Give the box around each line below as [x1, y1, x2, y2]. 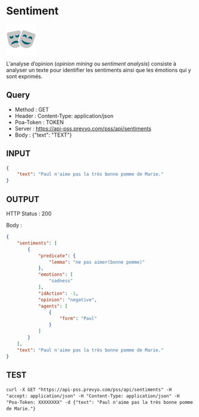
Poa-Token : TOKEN [14, 118, 64, 126]
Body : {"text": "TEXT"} [14, 131, 73, 138]
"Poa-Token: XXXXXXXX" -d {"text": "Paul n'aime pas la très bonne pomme [6, 400, 194, 406]
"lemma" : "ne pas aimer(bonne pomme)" [48, 259, 145, 265]
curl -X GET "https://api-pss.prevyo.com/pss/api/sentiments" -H [6, 387, 172, 393]
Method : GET [14, 106, 49, 113]
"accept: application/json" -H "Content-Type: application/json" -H [6, 393, 180, 399]
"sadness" [48, 278, 73, 284]
